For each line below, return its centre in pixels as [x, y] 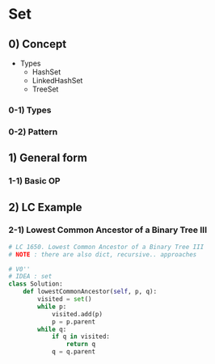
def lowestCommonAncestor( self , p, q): [90, 292]
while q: [52, 329]
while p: [52, 307]
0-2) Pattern [33, 132]
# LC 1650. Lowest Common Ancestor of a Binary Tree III [106, 247]
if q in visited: [81, 336]
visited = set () [65, 299]
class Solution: [36, 284]
